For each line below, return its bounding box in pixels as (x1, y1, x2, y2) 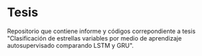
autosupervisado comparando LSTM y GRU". (7, 41, 134, 49)
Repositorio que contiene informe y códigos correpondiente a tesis (7, 27, 196, 35)
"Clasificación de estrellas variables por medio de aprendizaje (7, 34, 182, 42)
